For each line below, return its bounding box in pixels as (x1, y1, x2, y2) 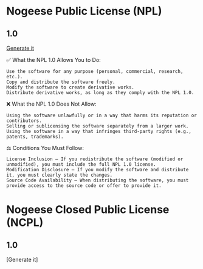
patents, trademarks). (6, 134, 64, 140)
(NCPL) (6, 216, 44, 230)
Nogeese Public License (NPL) (6, 4, 162, 18)
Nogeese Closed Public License (6, 203, 170, 217)
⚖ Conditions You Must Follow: (6, 145, 84, 151)
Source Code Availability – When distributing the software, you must (6, 177, 189, 183)
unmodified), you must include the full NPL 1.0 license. (6, 162, 156, 168)
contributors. (6, 118, 43, 124)
